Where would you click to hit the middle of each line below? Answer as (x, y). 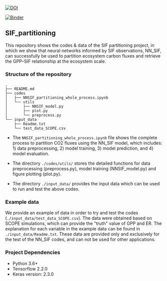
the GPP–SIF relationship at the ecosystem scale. (56, 61)
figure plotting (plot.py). (37, 174)
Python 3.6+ (25, 263)
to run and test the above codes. (46, 189)
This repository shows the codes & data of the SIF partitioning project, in (80, 45)
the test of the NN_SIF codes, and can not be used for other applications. (80, 239)
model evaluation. (31, 154)
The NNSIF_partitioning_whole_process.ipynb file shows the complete (85, 138)
